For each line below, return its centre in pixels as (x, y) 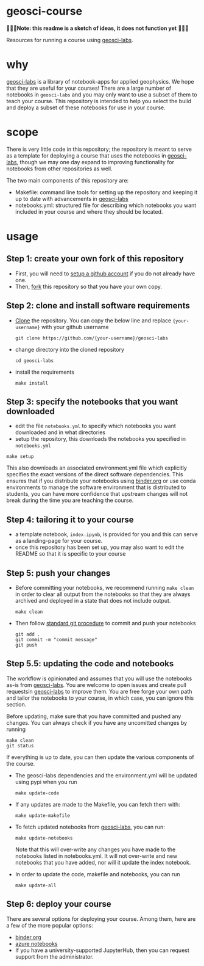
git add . (28, 634)
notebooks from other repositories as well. (59, 169)
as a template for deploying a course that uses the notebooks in (86, 155)
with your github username (75, 327)
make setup (20, 457)
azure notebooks (36, 943)
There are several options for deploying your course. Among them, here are (101, 919)
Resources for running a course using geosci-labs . (70, 40)
